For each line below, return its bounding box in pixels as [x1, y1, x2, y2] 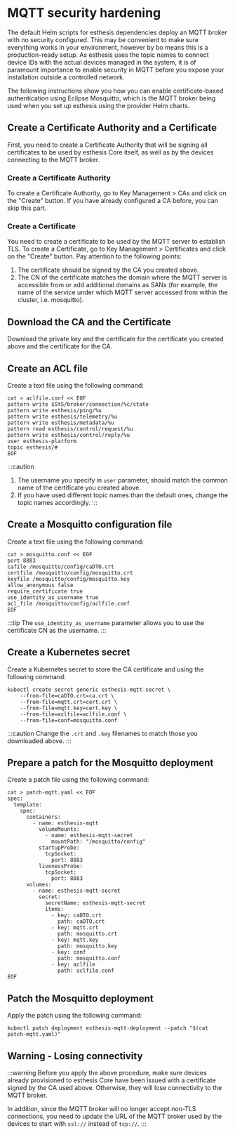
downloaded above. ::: [7, 736, 72, 745]
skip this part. [7, 204, 47, 212]
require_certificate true [7, 588, 83, 595]
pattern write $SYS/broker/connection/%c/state [7, 400, 149, 408]
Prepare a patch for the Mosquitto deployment [7, 756, 214, 768]
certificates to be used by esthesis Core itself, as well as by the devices [7, 147, 214, 156]
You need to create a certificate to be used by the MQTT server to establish [7, 237, 226, 246]
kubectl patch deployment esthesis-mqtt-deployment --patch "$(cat [7, 1025, 209, 1032]
